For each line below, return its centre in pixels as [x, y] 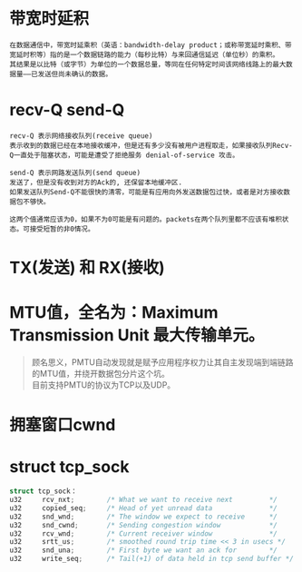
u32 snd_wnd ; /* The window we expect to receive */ [144, 517]
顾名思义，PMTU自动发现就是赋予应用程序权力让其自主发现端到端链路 [162, 362]
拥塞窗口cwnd [63, 425]
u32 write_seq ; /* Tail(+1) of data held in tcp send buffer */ [152, 559]
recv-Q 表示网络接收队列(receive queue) [81, 136]
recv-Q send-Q [67, 110]
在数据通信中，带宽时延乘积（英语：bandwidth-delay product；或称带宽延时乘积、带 [151, 45]
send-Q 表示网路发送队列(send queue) [75, 173]
